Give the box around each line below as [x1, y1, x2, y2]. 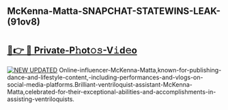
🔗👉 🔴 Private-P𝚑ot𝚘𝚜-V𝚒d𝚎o [7, 44, 138, 56]
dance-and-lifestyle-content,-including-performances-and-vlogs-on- [7, 73, 203, 81]
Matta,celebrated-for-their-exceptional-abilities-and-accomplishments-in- [7, 88, 216, 96]
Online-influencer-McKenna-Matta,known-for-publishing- [59, 66, 222, 74]
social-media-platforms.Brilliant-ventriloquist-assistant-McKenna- [7, 81, 193, 88]
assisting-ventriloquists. [7, 95, 75, 103]
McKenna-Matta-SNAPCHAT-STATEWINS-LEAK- [7, 5, 220, 17]
